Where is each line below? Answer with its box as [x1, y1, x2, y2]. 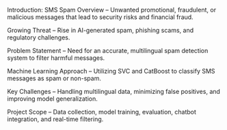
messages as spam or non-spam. [7, 74, 101, 82]
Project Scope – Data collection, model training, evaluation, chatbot [7, 108, 197, 116]
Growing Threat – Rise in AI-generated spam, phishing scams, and [7, 27, 194, 34]
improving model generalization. [7, 95, 98, 103]
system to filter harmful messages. [7, 54, 105, 62]
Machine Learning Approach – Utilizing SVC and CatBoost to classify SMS [7, 67, 215, 75]
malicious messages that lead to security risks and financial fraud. [7, 13, 193, 21]
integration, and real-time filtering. [7, 115, 104, 123]
